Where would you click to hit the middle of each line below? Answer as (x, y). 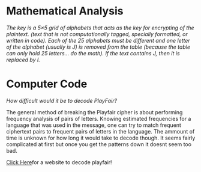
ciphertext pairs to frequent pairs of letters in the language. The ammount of (100, 131)
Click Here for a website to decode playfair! (59, 162)
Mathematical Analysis (65, 11)
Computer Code (47, 84)
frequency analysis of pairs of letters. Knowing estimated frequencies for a (99, 118)
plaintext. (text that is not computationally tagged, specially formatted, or (97, 34)
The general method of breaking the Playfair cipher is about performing (94, 112)
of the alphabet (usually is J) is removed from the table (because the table (98, 47)
